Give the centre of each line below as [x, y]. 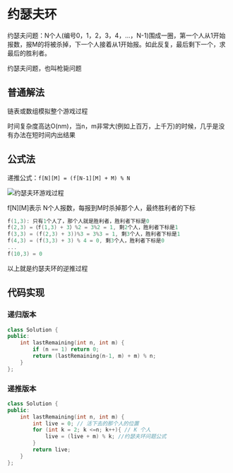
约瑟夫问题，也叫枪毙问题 [44, 68]
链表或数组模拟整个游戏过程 [48, 111]
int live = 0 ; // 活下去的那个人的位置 [86, 424]
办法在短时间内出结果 [44, 134]
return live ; [52, 450]
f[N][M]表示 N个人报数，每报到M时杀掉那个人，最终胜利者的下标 [101, 208]
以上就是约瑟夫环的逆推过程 [48, 268]
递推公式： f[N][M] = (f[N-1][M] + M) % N [69, 177]
